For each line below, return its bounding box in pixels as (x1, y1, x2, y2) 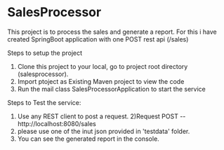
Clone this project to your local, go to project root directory (17, 62, 188, 70)
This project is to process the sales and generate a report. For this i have (7, 27, 217, 36)
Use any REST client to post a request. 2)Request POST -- (17, 112, 186, 120)
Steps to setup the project (7, 49, 83, 57)
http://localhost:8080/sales (17, 119, 97, 127)
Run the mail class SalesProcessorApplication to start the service (17, 85, 206, 93)
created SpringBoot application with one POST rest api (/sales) (7, 35, 189, 43)
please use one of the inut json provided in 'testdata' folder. (17, 127, 190, 135)
